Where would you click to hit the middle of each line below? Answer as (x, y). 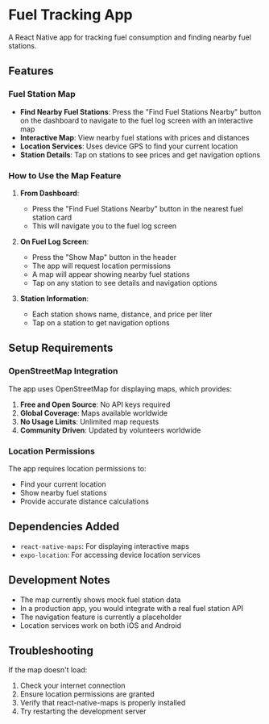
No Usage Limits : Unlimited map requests (89, 421)
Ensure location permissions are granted (87, 694)
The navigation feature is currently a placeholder (101, 617)
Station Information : (54, 298)
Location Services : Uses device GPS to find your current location (129, 146)
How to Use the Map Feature (65, 175)
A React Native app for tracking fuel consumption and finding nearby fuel (130, 37)
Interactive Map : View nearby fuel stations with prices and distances (134, 137)
